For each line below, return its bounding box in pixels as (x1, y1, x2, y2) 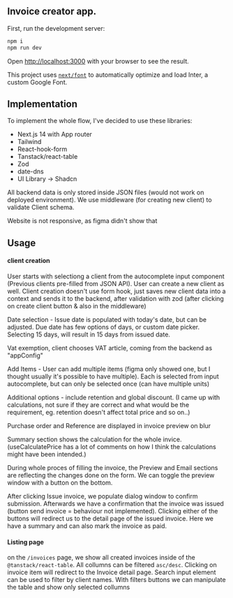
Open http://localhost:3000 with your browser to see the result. (7, 57, 190, 65)
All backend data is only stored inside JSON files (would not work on (7, 188, 204, 197)
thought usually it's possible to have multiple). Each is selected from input (7, 372, 219, 380)
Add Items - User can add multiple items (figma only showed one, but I (7, 364, 211, 373)
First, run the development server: (7, 24, 105, 32)
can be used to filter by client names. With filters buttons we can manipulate (7, 576, 226, 584)
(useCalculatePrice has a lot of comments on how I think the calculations (7, 442, 216, 450)
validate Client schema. (7, 203, 75, 212)
